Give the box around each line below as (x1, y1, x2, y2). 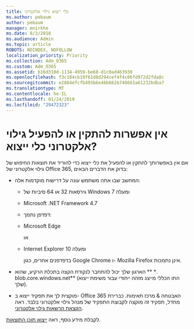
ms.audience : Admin (6, 36, 54, 42)
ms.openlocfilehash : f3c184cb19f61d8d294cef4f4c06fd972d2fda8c (6, 74, 165, 80)
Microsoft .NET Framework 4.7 (23, 200, 98, 207)
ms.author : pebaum (6, 14, 51, 20)
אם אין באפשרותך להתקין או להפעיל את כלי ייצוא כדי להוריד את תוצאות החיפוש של (6, 159, 188, 166)
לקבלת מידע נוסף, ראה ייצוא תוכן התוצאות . (6, 316, 101, 323)
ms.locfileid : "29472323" (6, 101, 69, 108)
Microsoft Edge (23, 222, 61, 230)
